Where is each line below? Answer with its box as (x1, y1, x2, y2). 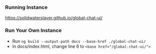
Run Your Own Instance (5, 27, 62, 34)
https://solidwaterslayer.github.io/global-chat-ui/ (5, 15, 103, 21)
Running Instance (5, 4, 48, 11)
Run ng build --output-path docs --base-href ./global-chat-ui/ (12, 38, 146, 44)
